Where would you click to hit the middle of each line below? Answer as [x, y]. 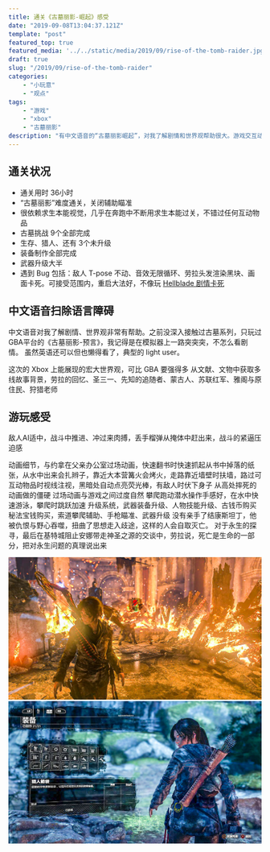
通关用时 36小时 [47, 192]
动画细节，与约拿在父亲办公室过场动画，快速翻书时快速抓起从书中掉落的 [128, 465]
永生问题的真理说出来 [71, 546]
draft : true [28, 60]
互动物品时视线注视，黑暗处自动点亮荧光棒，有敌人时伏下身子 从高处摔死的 [133, 485]
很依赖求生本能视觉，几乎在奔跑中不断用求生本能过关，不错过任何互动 [136, 213]
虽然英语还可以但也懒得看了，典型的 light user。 [104, 352]
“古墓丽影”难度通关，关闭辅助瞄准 [76, 202]
